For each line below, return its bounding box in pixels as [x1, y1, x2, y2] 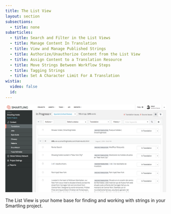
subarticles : [5, 30, 33, 35]
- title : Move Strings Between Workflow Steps [10, 62, 111, 68]
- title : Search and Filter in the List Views [10, 35, 111, 41]
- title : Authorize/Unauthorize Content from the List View [10, 51, 140, 56]
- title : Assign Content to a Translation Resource [10, 57, 123, 62]
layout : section [5, 13, 40, 19]
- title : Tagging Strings [10, 68, 65, 73]
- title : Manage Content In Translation [10, 41, 97, 46]
